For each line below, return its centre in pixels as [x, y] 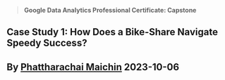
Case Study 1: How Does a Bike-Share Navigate [112, 32]
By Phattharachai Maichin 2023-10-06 [93, 67]
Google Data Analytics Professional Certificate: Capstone [110, 10]
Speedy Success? [47, 43]
